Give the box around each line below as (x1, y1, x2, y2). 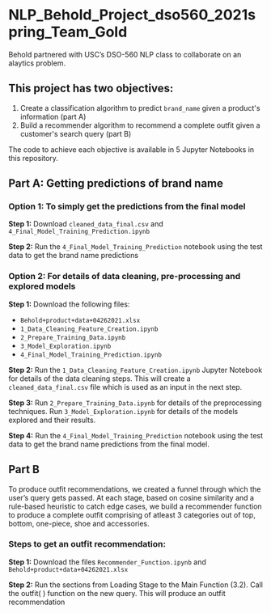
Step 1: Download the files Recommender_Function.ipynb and (8, 556, 206, 567)
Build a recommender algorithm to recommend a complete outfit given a (19, 120, 260, 130)
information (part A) (19, 112, 87, 121)
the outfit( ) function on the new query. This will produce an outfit (8, 588, 226, 598)
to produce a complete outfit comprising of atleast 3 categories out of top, (8, 509, 256, 519)
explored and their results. (8, 415, 96, 425)
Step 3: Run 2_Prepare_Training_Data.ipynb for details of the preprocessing (8, 398, 262, 408)
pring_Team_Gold (8, 23, 128, 41)
